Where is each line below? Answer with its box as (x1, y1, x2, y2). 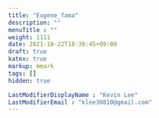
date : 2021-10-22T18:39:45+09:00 (8, 41, 117, 48)
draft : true (8, 48, 47, 55)
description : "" (8, 19, 61, 27)
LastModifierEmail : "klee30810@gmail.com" (8, 98, 153, 106)
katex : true (8, 55, 47, 63)
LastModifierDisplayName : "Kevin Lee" (8, 91, 139, 98)
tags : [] (8, 70, 37, 77)
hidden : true (8, 77, 51, 84)
